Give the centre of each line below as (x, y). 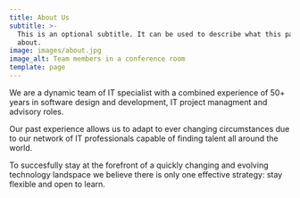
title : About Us (39, 17)
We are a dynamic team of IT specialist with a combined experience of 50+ (147, 92)
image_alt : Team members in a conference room (97, 59)
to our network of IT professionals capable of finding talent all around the (144, 138)
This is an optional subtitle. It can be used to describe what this (149, 34)
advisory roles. (37, 111)
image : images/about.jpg (55, 51)
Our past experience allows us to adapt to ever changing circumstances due (150, 128)
